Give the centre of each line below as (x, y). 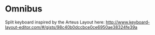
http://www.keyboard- (128, 22)
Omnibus (24, 9)
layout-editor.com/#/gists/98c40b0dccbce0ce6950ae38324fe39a (71, 27)
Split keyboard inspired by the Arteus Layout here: (55, 22)
